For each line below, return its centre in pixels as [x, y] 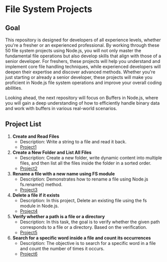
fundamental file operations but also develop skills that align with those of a [83, 56]
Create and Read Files [36, 136]
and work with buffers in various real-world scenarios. [61, 108]
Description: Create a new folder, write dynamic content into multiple [91, 157]
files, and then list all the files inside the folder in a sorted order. [86, 163]
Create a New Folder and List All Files [52, 152]
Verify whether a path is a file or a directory [59, 216]
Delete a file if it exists [36, 195]
